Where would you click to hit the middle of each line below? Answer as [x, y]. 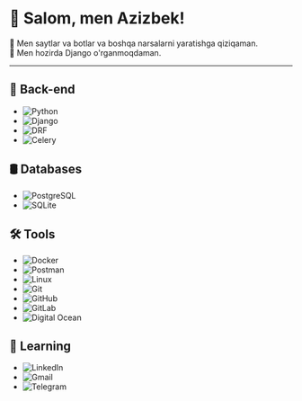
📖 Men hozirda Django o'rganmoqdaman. [85, 52]
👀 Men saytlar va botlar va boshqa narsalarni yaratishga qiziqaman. [134, 43]
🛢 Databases [46, 169]
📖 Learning [40, 346]
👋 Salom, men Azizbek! [97, 18]
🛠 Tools [32, 234]
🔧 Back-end [42, 89]
